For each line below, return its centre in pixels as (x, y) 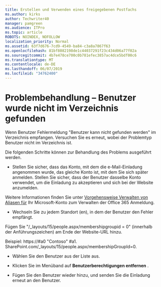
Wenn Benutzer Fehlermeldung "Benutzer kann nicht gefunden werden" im (81, 132)
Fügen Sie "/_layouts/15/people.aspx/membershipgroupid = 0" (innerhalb (79, 227)
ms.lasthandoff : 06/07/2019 (34, 69)
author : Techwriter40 (27, 19)
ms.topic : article (24, 32)
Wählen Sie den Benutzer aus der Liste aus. (56, 256)
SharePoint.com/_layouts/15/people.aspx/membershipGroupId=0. (71, 246)
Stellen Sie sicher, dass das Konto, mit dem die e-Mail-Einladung (77, 167)
